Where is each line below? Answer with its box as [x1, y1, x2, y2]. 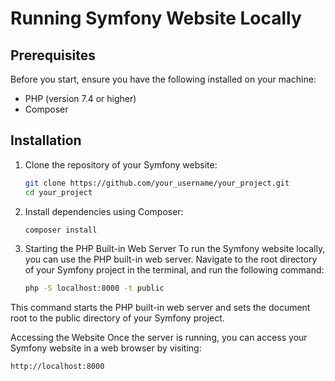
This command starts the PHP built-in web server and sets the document [10, 302, 311, 314]
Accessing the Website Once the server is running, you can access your [10, 332, 308, 344]
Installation [10, 132, 82, 149]
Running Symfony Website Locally [10, 7, 302, 30]
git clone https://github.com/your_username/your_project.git [24, 178, 290, 188]
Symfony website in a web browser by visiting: [10, 342, 202, 354]
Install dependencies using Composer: [24, 205, 184, 217]
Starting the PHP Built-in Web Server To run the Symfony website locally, [24, 243, 326, 255]
